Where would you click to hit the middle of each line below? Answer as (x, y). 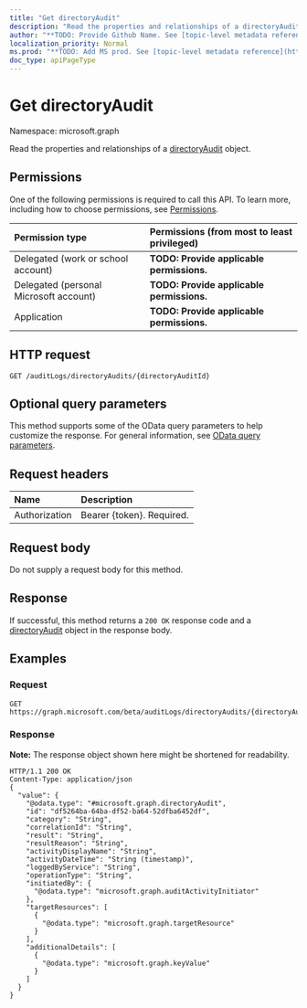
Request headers (59, 474)
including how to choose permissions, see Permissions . (114, 209)
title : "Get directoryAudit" (65, 18)
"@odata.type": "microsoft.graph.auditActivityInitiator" (146, 891)
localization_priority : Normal (69, 43)
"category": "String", (69, 819)
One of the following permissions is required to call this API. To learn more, (150, 199)
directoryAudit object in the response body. (91, 630)
